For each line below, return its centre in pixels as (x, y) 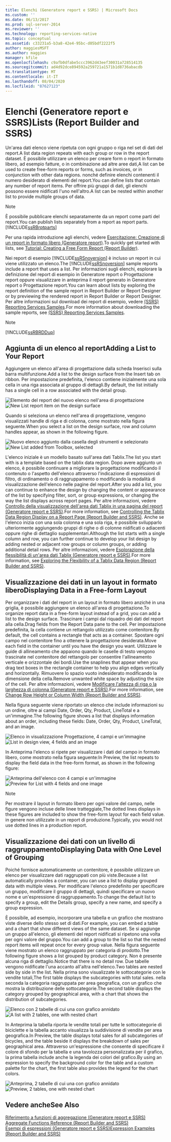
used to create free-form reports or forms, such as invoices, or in (74, 169)
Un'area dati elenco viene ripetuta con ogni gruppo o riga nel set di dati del (84, 147)
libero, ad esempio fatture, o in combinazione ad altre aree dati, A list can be (85, 164)
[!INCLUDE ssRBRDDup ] (30, 332)
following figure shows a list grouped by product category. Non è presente (84, 956)
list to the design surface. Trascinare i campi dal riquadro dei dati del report (84, 619)
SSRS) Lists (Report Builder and (72, 122)
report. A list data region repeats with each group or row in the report (77, 153)
